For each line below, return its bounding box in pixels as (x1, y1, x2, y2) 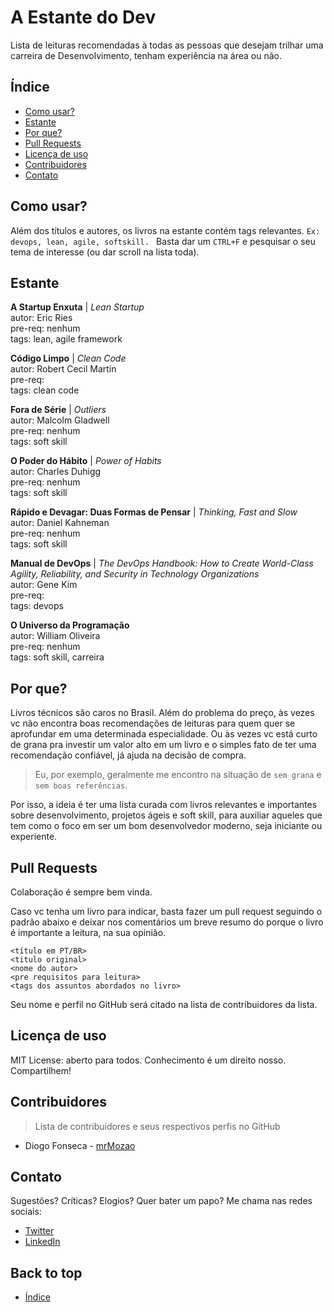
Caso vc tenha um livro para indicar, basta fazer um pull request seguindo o (10, 906, 323, 917)
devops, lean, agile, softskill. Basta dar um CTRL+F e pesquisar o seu (10, 235, 316, 247)
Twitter (24, 1225, 55, 1237)
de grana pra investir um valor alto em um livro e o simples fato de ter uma (10, 739, 317, 751)
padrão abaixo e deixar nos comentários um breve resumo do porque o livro (10, 916, 324, 928)
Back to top (10, 1264, 83, 1281)
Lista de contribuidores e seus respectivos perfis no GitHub (34, 1120, 281, 1132)
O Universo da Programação (10, 619, 130, 631)
